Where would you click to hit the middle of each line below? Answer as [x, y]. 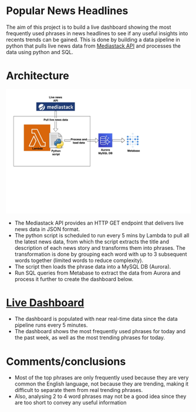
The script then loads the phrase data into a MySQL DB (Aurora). [93, 266]
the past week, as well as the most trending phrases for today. [90, 338]
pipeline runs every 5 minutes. [51, 325]
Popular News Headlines [67, 11]
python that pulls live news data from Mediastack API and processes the [93, 46]
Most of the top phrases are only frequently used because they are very [102, 378]
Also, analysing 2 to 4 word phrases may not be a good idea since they [100, 396]
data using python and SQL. [40, 52]
